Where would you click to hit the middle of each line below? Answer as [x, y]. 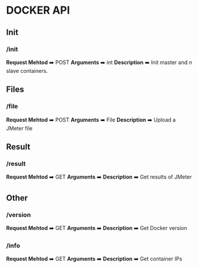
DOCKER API [38, 10]
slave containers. [27, 71]
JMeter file [19, 128]
